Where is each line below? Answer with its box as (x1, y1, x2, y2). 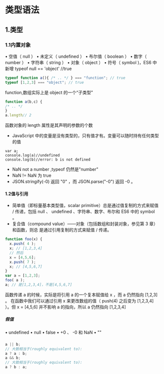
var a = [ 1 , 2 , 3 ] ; (5, 273, 41, 278)
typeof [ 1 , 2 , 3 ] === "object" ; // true (5, 80, 84, 85)
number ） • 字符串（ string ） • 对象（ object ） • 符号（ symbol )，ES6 (5, 59, 152, 65)
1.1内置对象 (5, 41, 31, 48)
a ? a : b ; (5, 351, 27, 356)
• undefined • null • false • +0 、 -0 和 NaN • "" (5, 329, 102, 335)
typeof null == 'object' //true (14, 66, 72, 71)
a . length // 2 (5, 113, 32, 118)
